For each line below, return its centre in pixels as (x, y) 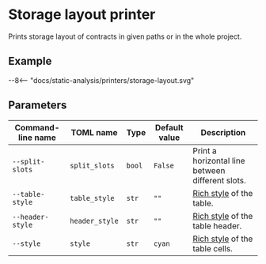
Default (169, 127)
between (209, 170)
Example (30, 61)
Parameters (38, 106)
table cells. (213, 248)
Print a (205, 150)
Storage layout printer (82, 15)
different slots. (220, 180)
